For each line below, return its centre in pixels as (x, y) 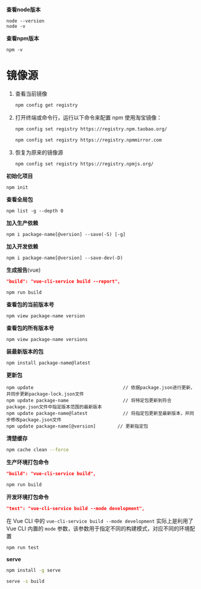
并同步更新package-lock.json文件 (45, 394)
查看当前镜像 (31, 93)
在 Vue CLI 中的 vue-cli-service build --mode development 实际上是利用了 (100, 520)
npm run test (23, 547)
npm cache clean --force (38, 450)
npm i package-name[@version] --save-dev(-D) (64, 258)
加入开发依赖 (22, 247)
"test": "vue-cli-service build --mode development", (76, 508)
